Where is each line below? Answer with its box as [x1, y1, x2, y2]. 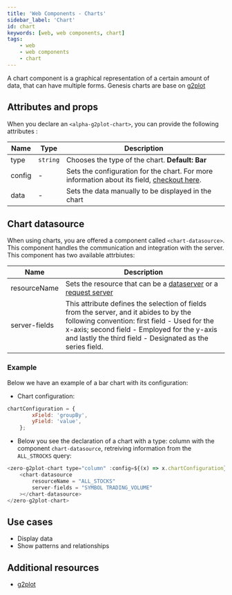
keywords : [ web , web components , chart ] [7, 29, 126, 37]
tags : [7, 36, 23, 43]
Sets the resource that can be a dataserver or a [65, 279, 219, 289]
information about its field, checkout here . [66, 175, 202, 184]
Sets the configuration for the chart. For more [66, 166, 213, 176]
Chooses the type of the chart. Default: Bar [66, 155, 207, 164]
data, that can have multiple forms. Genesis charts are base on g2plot [7, 81, 206, 90]
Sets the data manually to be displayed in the [66, 186, 212, 195]
